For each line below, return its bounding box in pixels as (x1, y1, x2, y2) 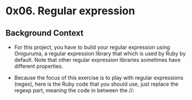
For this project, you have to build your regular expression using (14, 43, 170, 51)
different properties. (14, 62, 63, 70)
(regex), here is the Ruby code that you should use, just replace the (14, 80, 179, 87)
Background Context (5, 28, 84, 38)
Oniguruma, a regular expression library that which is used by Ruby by (14, 50, 186, 57)
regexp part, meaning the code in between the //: (14, 87, 135, 93)
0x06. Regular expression (5, 4, 136, 18)
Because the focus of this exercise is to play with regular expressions (14, 74, 184, 81)
